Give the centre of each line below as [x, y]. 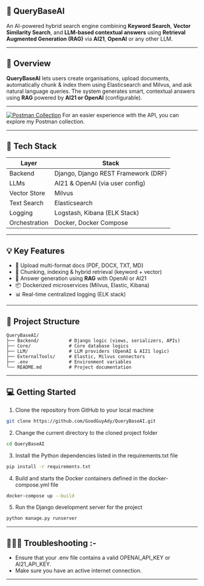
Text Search [26, 203]
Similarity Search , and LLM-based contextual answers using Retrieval [96, 32]
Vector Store [27, 193]
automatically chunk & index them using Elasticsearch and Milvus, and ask [99, 84]
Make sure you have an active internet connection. [78, 571]
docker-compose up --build [40, 496]
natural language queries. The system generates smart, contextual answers [101, 91]
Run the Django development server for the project [79, 507]
